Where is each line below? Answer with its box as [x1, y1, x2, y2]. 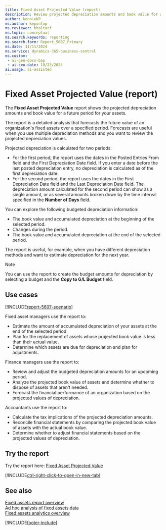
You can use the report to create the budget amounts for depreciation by [5, 271, 153, 277]
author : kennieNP [5, 16, 41, 21]
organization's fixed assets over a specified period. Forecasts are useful [5, 125, 152, 131]
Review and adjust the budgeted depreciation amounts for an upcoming [12, 369, 159, 374]
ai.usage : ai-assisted [5, 67, 52, 72]
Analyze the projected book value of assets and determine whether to [12, 379, 155, 385]
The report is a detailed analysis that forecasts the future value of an [5, 119, 145, 125]
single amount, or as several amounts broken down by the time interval [12, 191, 157, 197]
